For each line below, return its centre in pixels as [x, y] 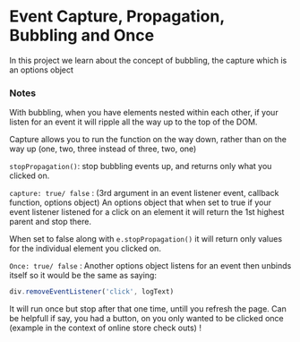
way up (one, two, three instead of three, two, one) [103, 149]
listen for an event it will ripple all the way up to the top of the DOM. [133, 122]
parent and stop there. [51, 222]
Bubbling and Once [82, 35]
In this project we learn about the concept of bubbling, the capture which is [148, 60]
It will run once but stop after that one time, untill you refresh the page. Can [148, 309]
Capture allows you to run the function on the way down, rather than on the [148, 140]
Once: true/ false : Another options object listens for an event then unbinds [150, 266]
